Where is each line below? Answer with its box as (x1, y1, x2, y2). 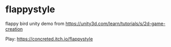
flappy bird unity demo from (5, 20, 65, 27)
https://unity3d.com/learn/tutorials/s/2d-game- (65, 20, 166, 27)
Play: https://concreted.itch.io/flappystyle (5, 36, 93, 42)
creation (5, 26, 23, 32)
